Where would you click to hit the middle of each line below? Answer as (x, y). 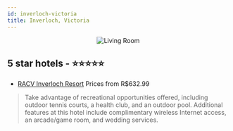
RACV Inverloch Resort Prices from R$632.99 (83, 84)
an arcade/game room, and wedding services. (91, 120)
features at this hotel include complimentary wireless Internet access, (125, 113)
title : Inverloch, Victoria (49, 20)
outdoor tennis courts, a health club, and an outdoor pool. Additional (124, 105)
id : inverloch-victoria (42, 14)
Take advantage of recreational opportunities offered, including (116, 98)
